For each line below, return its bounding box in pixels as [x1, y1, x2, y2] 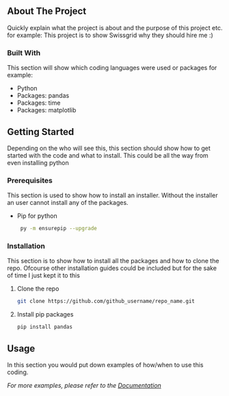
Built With [7, 48, 41, 58]
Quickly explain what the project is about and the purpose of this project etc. [7, 23, 223, 32]
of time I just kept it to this [7, 271, 81, 280]
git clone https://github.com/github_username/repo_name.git [16, 298, 196, 305]
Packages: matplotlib [16, 106, 77, 114]
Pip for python [16, 212, 57, 220]
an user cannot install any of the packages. [7, 199, 129, 207]
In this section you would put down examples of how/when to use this [7, 360, 204, 369]
